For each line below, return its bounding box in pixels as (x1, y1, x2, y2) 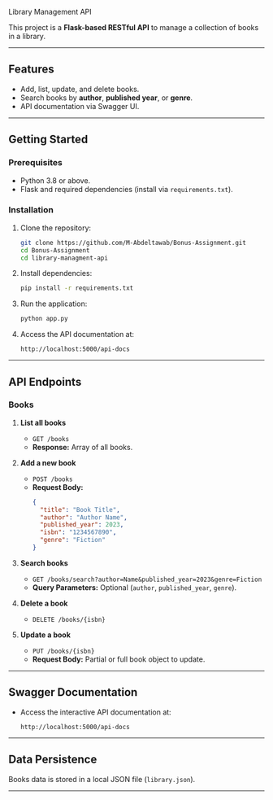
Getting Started (8, 133, 89, 146)
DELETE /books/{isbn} (32, 615, 106, 623)
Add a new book (19, 457, 76, 467)
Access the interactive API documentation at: (19, 707, 172, 717)
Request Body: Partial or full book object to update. (32, 654, 206, 664)
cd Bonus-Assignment (19, 246, 90, 255)
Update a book (19, 630, 71, 640)
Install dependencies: (19, 269, 93, 278)
